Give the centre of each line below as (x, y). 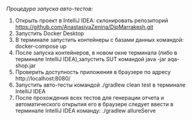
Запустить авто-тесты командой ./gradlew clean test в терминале (100, 85)
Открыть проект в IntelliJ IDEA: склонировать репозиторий (92, 20)
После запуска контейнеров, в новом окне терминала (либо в (96, 53)
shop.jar (25, 65)
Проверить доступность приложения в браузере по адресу (93, 72)
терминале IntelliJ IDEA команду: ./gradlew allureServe (86, 111)
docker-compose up (41, 46)
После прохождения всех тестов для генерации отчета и (90, 98)
